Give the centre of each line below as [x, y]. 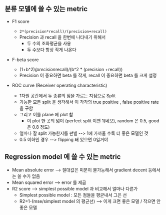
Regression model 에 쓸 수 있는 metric [63, 157]
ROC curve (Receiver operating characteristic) [59, 85]
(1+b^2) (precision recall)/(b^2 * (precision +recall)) [71, 69]
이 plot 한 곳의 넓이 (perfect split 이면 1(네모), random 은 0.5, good [93, 121]
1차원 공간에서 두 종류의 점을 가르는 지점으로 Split [67, 95]
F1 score [20, 21]
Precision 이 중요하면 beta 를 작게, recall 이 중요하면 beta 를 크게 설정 [88, 75]
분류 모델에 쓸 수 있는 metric [46, 9]
